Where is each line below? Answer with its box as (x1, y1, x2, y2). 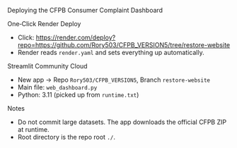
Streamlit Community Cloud (7, 62, 88, 70)
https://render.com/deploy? (35, 33, 116, 42)
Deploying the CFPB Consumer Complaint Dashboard (7, 6, 163, 14)
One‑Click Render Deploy (7, 20, 81, 27)
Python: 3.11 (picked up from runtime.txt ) (17, 91, 139, 99)
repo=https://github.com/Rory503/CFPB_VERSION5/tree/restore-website (17, 41, 231, 49)
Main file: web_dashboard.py (17, 83, 98, 91)
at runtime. (17, 125, 50, 133)
